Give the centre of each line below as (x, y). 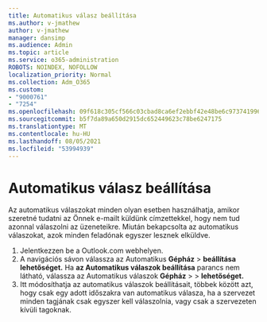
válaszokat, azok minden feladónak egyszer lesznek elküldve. (109, 235)
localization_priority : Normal (60, 75)
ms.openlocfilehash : (43, 112)
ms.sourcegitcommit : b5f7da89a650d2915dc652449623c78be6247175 (115, 119)
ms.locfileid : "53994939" (51, 149)
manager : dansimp (37, 38)
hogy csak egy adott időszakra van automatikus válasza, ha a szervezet (137, 293)
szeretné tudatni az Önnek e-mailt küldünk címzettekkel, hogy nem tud (124, 219)
